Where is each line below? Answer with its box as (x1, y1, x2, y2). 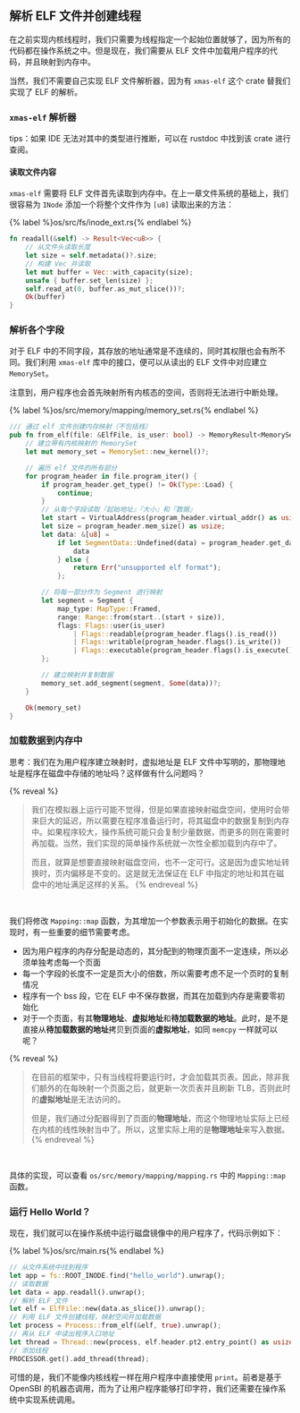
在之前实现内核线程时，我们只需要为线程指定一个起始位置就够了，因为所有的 (9, 34, 291, 45)
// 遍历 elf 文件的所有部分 (25, 464, 118, 472)
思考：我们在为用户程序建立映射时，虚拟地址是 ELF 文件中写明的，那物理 (9, 756, 279, 767)
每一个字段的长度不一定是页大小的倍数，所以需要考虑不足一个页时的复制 (21, 967, 288, 978)
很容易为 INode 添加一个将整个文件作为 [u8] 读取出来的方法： (9, 200, 235, 210)
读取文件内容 (9, 166, 56, 177)
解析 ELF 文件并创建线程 (9, 8, 141, 24)
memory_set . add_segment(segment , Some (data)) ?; (41, 678, 221, 687)
